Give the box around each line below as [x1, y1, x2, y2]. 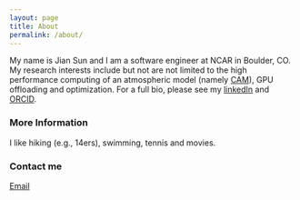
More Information [9, 116, 88, 129]
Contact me [9, 160, 63, 173]
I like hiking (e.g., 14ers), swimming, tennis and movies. [9, 137, 216, 148]
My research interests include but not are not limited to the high [9, 65, 247, 75]
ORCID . [9, 94, 37, 105]
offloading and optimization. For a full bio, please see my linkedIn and [9, 84, 270, 95]
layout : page [9, 13, 59, 23]
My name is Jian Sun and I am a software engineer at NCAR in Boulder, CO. [9, 55, 291, 66]
